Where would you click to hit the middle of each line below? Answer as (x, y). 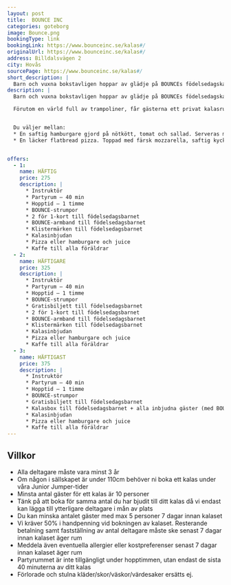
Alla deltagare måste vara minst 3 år (68, 471)
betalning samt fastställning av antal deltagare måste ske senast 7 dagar (119, 530)
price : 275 (35, 178)
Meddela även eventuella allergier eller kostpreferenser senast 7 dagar (117, 545)
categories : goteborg (38, 26)
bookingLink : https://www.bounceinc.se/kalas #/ (77, 45)
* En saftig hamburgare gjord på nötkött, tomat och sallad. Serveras (117, 134)
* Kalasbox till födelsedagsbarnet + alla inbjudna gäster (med (119, 408)
